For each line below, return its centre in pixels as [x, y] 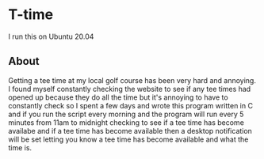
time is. [20, 147]
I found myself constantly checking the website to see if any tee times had [130, 89]
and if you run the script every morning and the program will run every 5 [126, 114]
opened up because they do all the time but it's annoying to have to [118, 97]
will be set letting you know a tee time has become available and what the [128, 139]
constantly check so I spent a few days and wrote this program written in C [131, 105]
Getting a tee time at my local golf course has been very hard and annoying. [132, 80]
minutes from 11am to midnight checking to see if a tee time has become [126, 122]
